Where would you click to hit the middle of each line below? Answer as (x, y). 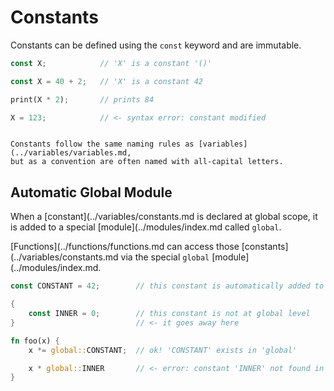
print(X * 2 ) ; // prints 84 (82, 99)
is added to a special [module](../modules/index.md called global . (146, 227)
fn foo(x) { (35, 341)
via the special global (165, 257)
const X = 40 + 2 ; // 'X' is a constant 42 (106, 81)
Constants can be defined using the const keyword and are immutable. (156, 45)
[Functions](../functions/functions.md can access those (125, 247)
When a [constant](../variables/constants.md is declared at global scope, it (164, 217)
